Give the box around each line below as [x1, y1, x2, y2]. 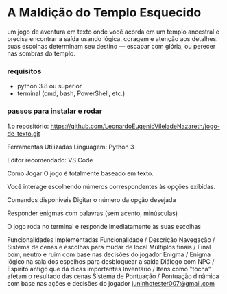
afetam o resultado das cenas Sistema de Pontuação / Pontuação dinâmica [7, 272, 219, 280]
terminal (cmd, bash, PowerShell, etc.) [16, 89, 126, 97]
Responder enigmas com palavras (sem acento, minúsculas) [7, 209, 178, 217]
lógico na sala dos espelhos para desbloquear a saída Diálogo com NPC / [7, 257, 215, 265]
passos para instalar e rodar [7, 106, 103, 116]
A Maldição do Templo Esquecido [7, 5, 202, 21]
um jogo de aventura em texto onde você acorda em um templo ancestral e [7, 27, 219, 36]
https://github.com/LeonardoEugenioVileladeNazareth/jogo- [50, 122, 221, 130]
